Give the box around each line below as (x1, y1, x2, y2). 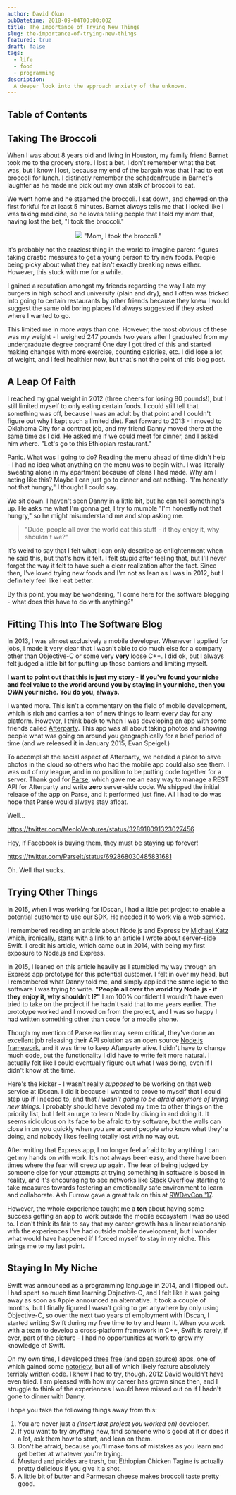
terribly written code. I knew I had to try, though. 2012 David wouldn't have (7, 1369, 224, 1378)
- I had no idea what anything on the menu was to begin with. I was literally (7, 460, 225, 469)
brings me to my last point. (7, 1242, 85, 1250)
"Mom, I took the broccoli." (84, 232, 162, 240)
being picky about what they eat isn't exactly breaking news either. (7, 260, 201, 269)
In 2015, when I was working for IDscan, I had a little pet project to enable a (7, 905, 225, 913)
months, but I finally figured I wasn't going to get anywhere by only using (7, 1303, 220, 1312)
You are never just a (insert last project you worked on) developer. (17, 1419, 210, 1428)
